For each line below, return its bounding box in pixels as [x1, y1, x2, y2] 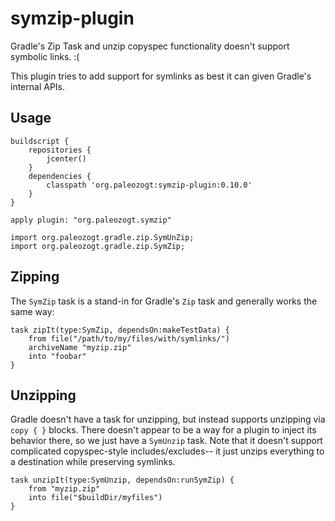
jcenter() [46, 153, 87, 164]
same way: [10, 305, 55, 317]
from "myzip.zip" [28, 484, 101, 494]
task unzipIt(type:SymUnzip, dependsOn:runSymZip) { [10, 475, 235, 486]
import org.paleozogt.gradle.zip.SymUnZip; [10, 232, 195, 242]
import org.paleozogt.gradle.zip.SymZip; [10, 241, 186, 251]
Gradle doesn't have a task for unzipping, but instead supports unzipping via [10, 413, 326, 426]
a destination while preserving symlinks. [10, 456, 176, 468]
